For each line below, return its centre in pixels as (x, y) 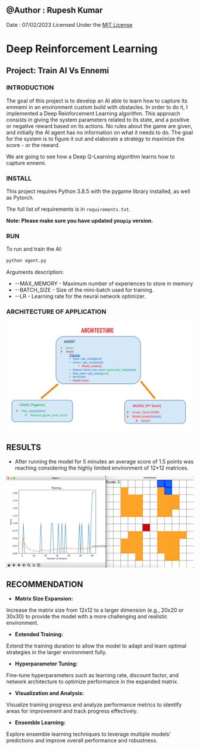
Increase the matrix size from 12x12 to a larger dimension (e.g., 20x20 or (95, 610)
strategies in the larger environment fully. (57, 652)
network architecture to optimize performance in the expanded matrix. (92, 681)
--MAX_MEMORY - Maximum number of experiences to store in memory (104, 284)
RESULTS (24, 447)
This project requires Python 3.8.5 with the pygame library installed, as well (98, 191)
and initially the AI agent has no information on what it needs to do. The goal (100, 132)
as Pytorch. (20, 197)
